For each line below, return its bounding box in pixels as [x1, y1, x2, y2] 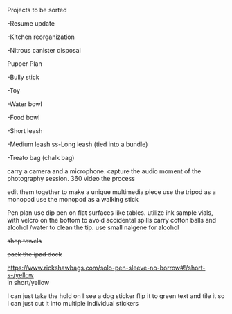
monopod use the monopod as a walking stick [7, 195, 139, 203]
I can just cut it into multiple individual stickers [7, 299, 139, 307]
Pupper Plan [7, 60, 43, 68]
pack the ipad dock [7, 250, 62, 259]
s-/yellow [7, 271, 35, 279]
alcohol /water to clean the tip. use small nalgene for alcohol [7, 223, 179, 232]
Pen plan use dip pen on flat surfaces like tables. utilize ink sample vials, [7, 209, 213, 217]
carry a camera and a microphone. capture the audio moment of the [7, 167, 202, 175]
